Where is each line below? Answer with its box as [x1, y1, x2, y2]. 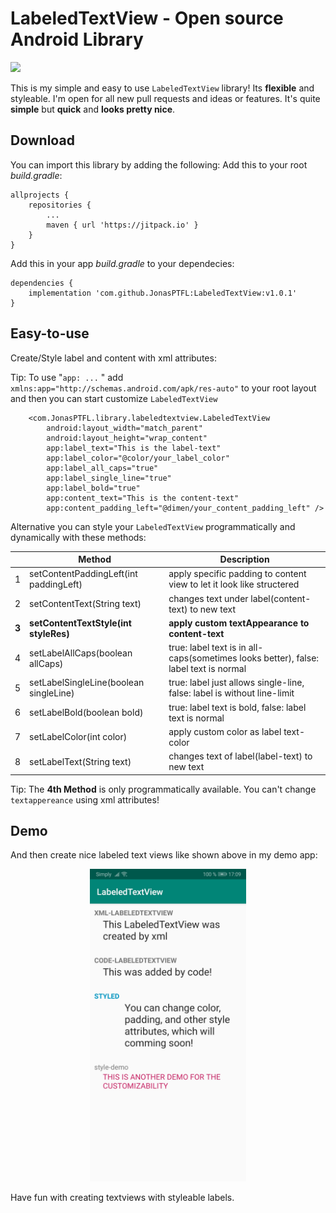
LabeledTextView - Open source [10, 7, 284, 30]
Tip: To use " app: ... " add [10, 371, 124, 383]
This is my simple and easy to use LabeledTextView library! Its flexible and [10, 82, 315, 94]
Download [10, 132, 75, 149]
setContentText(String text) [29, 598, 142, 610]
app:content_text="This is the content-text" [46, 493, 240, 503]
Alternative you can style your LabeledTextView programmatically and [10, 520, 296, 532]
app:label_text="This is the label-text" [46, 443, 222, 453]
